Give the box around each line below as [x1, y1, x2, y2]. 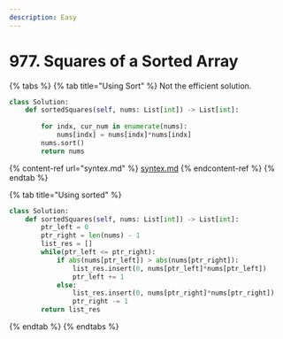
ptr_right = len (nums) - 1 [41, 231, 141, 240]
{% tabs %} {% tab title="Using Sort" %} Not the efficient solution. [9, 81, 252, 91]
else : [56, 281, 77, 289]
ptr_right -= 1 [72, 297, 128, 306]
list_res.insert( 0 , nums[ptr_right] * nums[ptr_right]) [72, 289, 275, 297]
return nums [41, 147, 86, 156]
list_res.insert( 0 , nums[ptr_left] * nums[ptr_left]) [72, 264, 267, 273]
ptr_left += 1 [72, 272, 125, 281]
